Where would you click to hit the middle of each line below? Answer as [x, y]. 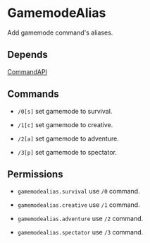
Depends [27, 55]
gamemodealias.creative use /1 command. [79, 205]
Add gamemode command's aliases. [60, 32]
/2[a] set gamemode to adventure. [68, 138]
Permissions [35, 174]
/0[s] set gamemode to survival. [65, 111]
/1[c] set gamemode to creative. [65, 124]
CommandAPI [27, 71]
